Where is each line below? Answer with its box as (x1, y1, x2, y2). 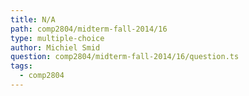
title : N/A (10, 14, 56, 25)
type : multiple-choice (10, 33, 105, 43)
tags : (10, 61, 33, 71)
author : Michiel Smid (10, 42, 101, 53)
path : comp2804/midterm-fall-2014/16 (10, 24, 168, 34)
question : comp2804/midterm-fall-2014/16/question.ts (10, 52, 240, 62)
